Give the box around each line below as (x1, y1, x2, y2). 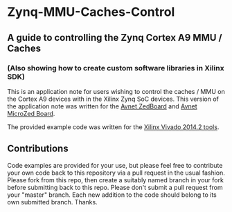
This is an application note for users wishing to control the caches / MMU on (7, 87, 225, 95)
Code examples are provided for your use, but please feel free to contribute (7, 161, 223, 169)
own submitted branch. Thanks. (7, 197, 98, 206)
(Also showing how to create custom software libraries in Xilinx (7, 63, 224, 73)
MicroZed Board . (7, 109, 55, 117)
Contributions (7, 143, 69, 155)
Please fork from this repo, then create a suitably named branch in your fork (7, 175, 224, 184)
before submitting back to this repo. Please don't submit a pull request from (7, 183, 223, 191)
